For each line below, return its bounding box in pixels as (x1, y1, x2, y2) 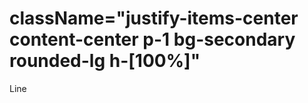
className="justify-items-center (9, 7, 299, 30)
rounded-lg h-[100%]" (9, 50, 201, 72)
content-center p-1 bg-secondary (9, 28, 296, 51)
